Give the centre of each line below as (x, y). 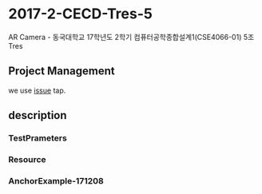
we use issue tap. (37, 90)
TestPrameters (38, 138)
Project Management (62, 71)
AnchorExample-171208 (56, 180)
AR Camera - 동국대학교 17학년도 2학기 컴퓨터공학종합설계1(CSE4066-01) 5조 (131, 37)
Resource (27, 159)
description (38, 115)
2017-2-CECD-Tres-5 (81, 14)
